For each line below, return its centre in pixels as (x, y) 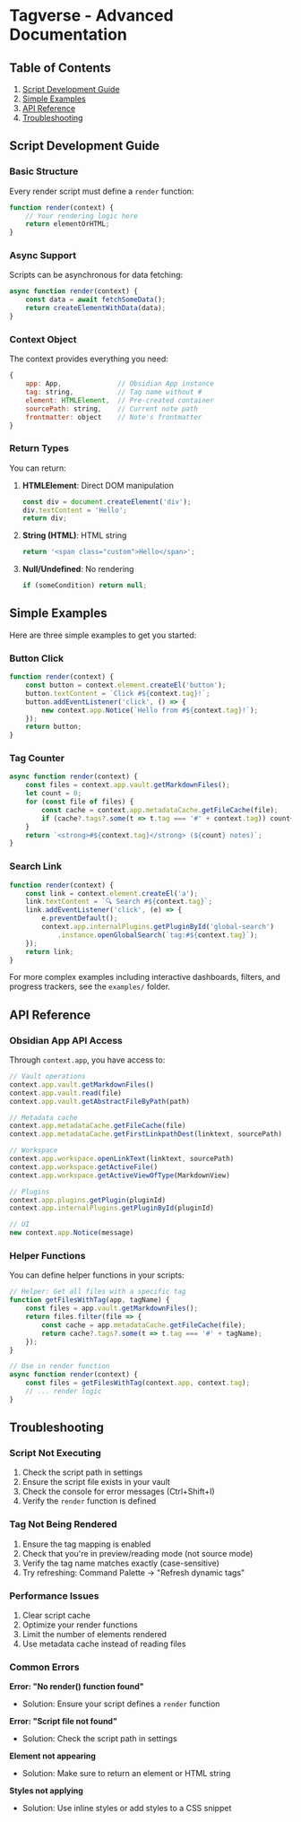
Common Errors (44, 1667)
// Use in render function (60, 1366)
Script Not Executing (55, 1453)
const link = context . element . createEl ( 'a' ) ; (112, 893)
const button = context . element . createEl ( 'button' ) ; (126, 685)
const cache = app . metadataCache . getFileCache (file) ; (144, 1325)
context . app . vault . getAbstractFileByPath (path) (100, 1101)
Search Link (36, 866)
